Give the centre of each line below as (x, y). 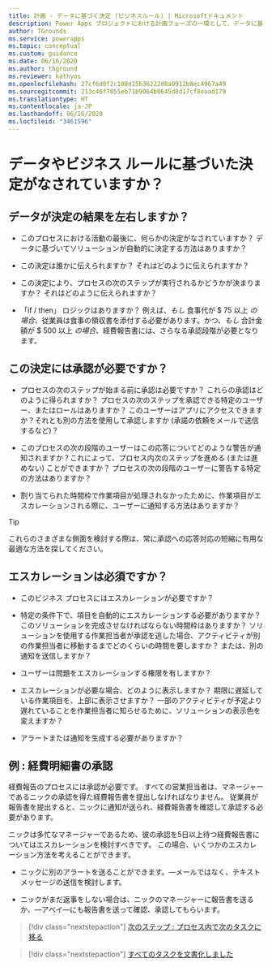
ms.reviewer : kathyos (45, 76)
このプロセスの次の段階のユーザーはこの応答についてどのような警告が (137, 447)
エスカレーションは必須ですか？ (88, 577)
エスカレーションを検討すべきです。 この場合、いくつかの (132, 844)
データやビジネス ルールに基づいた (123, 164)
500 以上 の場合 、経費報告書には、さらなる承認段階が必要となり (151, 330)
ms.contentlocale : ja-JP (50, 106)
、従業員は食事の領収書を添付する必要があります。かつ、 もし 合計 (145, 320)
